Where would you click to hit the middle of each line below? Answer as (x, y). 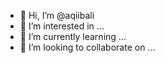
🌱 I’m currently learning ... (73, 36)
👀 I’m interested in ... (62, 26)
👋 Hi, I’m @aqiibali (57, 15)
